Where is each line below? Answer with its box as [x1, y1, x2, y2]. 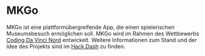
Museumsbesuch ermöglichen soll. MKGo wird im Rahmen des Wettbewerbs [6, 30, 199, 37]
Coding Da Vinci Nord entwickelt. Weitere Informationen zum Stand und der [6, 36, 197, 43]
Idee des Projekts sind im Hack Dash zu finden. [6, 43, 125, 50]
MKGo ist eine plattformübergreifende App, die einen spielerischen [6, 23, 175, 31]
